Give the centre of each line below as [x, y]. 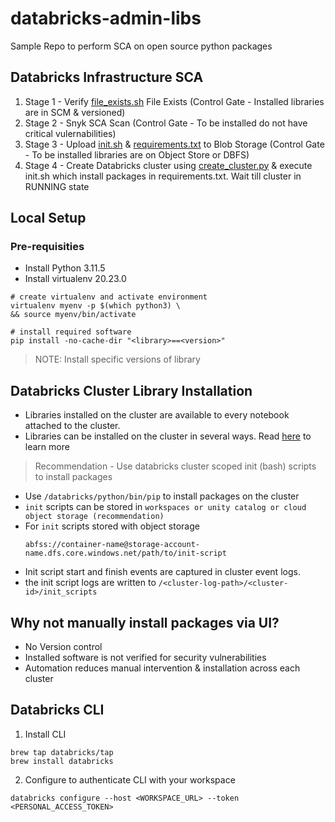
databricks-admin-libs [106, 18]
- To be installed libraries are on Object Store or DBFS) [137, 154]
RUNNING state [57, 186]
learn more [47, 447]
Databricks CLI [57, 710]
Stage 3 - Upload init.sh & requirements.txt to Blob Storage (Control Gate [174, 144]
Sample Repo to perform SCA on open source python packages [141, 46]
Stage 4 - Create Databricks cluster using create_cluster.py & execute [168, 165]
